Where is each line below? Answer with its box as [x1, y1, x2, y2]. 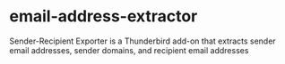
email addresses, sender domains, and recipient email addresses [9, 44, 249, 55]
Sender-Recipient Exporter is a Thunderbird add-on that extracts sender [9, 36, 276, 46]
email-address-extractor [9, 6, 198, 27]
